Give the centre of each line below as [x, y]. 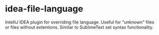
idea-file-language [44, 9]
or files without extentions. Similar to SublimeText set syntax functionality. [79, 27]
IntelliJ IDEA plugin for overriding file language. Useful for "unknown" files [80, 22]
